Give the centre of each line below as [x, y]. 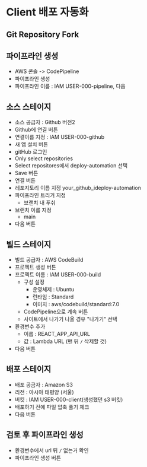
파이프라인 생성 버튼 [38, 458]
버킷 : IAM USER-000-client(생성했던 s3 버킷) [69, 399]
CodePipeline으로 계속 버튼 [56, 312]
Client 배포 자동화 [47, 12]
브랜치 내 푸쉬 [39, 203]
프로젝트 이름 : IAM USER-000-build [58, 275]
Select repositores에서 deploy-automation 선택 [71, 166]
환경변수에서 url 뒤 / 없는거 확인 [52, 450]
